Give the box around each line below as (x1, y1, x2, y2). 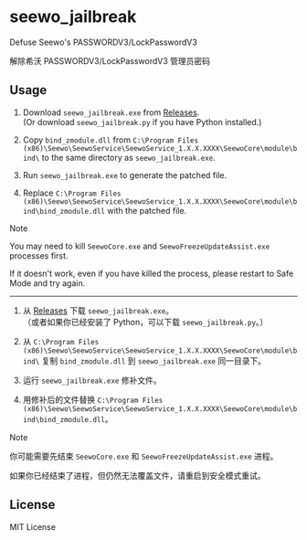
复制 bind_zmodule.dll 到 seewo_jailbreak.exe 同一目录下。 (41, 355, 267, 366)
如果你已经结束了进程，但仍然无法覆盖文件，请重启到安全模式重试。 (9, 470, 266, 481)
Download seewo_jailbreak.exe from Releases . (22, 107, 200, 118)
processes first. (9, 249, 69, 261)
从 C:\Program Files (22, 335, 100, 346)
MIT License (9, 521, 57, 532)
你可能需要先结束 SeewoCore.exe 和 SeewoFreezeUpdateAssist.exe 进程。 (9, 450, 279, 461)
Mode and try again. (9, 277, 86, 289)
